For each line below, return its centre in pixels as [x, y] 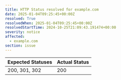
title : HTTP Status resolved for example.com [52, 9]
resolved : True [20, 18]
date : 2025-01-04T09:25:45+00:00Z [40, 14]
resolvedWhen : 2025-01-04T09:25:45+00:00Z [49, 23]
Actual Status [73, 62]
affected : [15, 37]
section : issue [20, 46]
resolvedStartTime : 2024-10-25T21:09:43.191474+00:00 [61, 28]
